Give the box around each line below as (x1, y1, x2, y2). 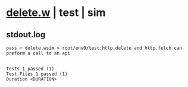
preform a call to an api (6, 50, 70, 56)
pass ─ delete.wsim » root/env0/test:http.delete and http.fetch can (6, 45, 183, 51)
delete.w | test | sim (6, 6, 106, 20)
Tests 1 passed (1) (6, 66, 55, 72)
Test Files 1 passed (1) (6, 71, 68, 77)
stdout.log (6, 30, 46, 40)
